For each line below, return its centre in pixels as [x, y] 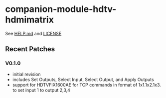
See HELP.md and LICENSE [33, 33]
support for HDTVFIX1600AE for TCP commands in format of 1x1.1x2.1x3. [86, 85]
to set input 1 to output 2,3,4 [41, 90]
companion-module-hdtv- [61, 9]
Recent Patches [30, 49]
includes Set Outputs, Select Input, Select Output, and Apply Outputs [83, 79]
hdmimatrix [29, 20]
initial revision [26, 74]
